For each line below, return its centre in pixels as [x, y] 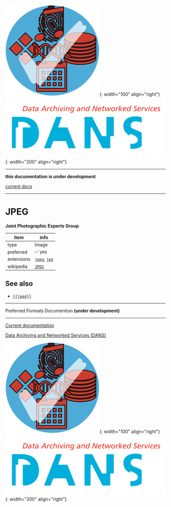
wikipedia [18, 266]
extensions [19, 259]
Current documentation [30, 325]
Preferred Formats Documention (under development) [63, 311]
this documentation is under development [51, 176]
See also [19, 284]
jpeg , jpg [44, 259]
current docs [19, 187]
